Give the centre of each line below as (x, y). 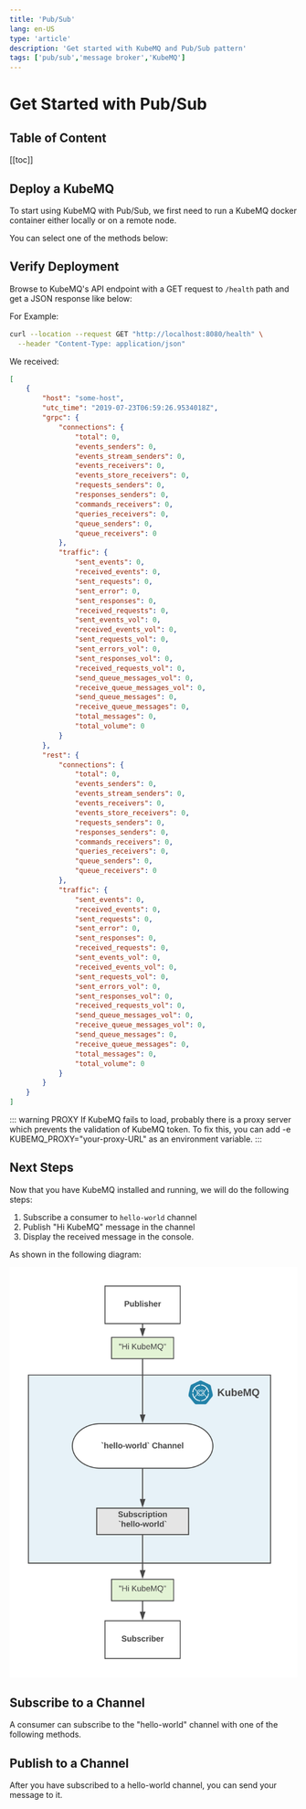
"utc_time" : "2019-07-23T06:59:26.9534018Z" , (131, 408)
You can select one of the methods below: (89, 238)
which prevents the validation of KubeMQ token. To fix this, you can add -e (150, 1129)
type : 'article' (40, 38)
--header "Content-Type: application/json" (101, 344)
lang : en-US (32, 29)
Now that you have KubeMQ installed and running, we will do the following (149, 1189)
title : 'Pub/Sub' (42, 19)
